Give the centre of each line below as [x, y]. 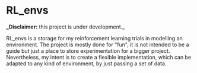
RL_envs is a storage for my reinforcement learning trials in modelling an [94, 38]
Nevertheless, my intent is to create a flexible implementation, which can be [99, 57]
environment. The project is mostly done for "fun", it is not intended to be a [98, 45]
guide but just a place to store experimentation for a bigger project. [88, 50]
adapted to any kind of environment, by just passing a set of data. [86, 64]
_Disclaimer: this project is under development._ [66, 27]
